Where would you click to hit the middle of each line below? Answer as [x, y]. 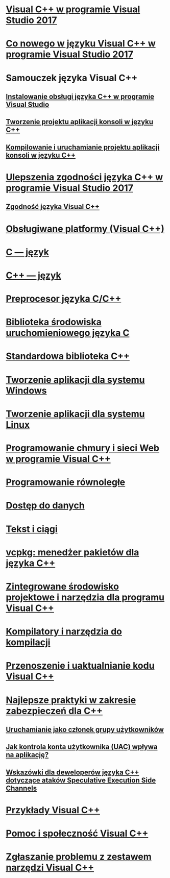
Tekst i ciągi [32, 529]
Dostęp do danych [45, 506]
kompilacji [28, 642]
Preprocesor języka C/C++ [64, 299]
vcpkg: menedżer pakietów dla [72, 552]
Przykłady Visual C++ [53, 810]
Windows [26, 390]
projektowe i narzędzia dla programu [85, 597]
